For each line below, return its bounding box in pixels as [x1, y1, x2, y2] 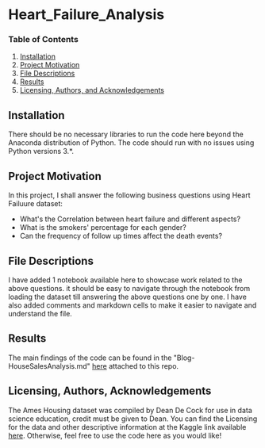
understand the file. [8, 308, 73, 318]
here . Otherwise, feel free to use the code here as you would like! [8, 431, 222, 440]
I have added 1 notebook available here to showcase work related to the [8, 275, 243, 285]
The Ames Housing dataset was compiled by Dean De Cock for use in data [8, 405, 252, 415]
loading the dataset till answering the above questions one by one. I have [8, 292, 248, 301]
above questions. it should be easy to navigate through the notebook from [8, 283, 251, 293]
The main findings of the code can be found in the [8, 353, 172, 362]
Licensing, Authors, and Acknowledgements [19, 86, 165, 95]
